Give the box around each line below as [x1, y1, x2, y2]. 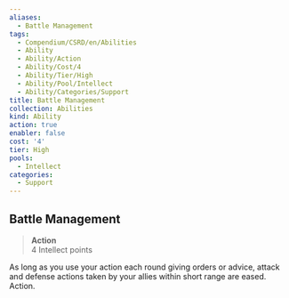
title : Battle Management [9, 95, 105, 105]
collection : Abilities [9, 104, 93, 113]
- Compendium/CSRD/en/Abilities [17, 37, 138, 47]
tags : [9, 29, 29, 38]
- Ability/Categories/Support [17, 87, 129, 96]
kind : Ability [9, 112, 62, 121]
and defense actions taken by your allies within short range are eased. [9, 270, 267, 281]
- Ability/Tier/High [17, 71, 93, 80]
